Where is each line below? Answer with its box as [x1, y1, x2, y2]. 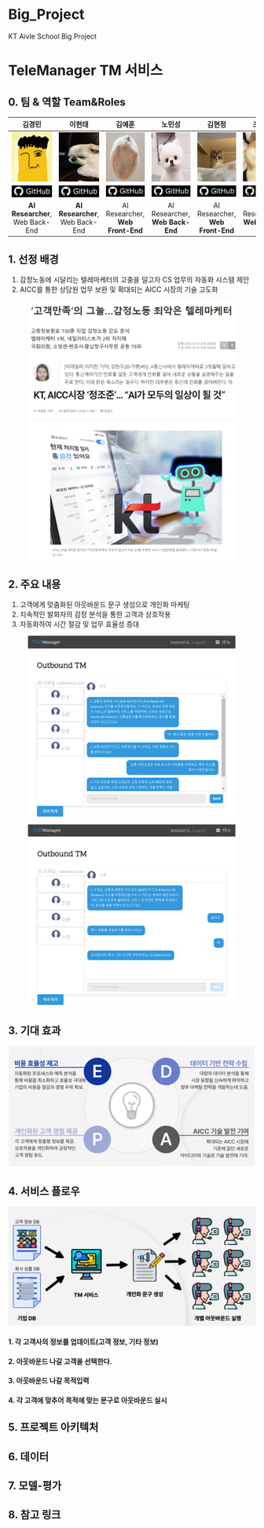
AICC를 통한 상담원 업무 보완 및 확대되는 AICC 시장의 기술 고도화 [19, 285, 218, 294]
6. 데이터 [8, 1449, 49, 1464]
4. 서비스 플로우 [8, 1184, 80, 1198]
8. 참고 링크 [8, 1508, 61, 1522]
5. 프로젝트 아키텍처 [8, 1421, 99, 1434]
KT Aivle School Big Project [8, 31, 97, 41]
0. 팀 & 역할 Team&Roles [8, 95, 126, 109]
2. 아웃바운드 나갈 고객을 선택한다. [8, 1357, 112, 1366]
